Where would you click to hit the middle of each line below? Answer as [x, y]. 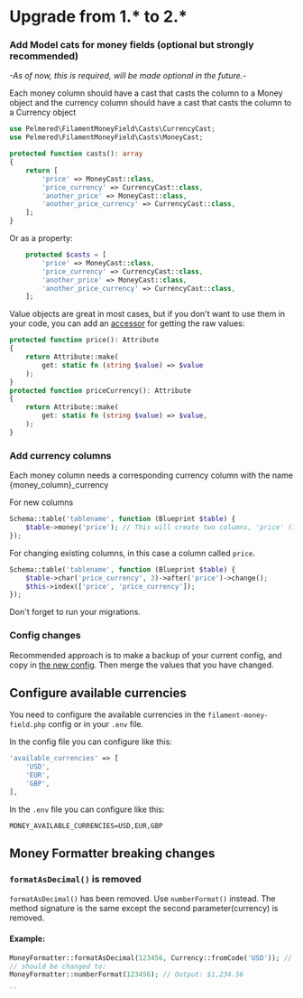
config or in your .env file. [96, 724]
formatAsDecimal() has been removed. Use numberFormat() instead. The [142, 899]
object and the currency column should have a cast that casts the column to [151, 103]
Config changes [45, 636]
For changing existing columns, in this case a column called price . [132, 553]
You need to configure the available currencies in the [107, 714]
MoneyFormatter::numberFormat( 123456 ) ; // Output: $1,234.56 [127, 975]
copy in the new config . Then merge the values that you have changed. [142, 665]
